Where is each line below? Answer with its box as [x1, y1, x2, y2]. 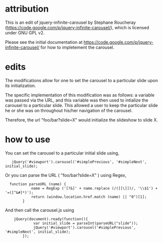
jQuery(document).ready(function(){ [14, 216, 89, 222]
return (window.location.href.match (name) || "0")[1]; [31, 194, 147, 199]
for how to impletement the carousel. [40, 44, 114, 50]
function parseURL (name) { [9, 181, 67, 187]
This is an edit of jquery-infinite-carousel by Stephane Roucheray [5, 19, 136, 25]
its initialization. [5, 83, 36, 88]
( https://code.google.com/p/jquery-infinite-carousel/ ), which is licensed [5, 24, 149, 30]
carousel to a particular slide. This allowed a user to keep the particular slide [5, 102, 158, 108]
